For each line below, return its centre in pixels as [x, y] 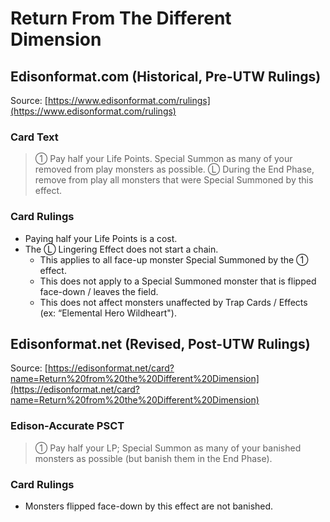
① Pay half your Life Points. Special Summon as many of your [163, 159]
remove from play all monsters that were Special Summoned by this [174, 180]
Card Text [34, 137]
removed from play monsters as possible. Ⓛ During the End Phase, [174, 169]
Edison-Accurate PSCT [67, 426]
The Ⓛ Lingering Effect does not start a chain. [121, 249]
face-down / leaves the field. [99, 291]
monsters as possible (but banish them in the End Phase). [153, 458]
